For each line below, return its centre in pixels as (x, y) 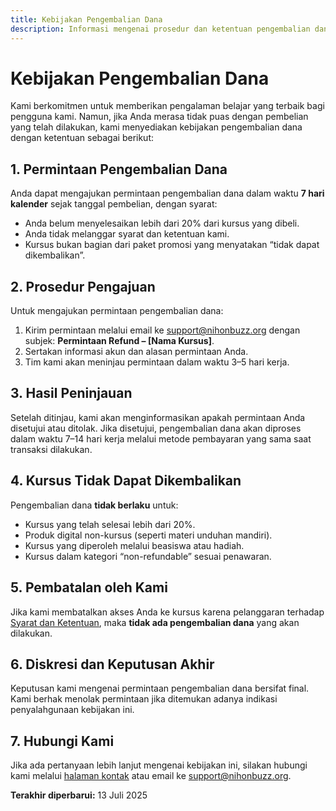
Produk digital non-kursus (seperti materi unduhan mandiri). (148, 535)
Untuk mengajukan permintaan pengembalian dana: (117, 311)
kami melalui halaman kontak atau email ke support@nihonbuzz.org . (151, 776)
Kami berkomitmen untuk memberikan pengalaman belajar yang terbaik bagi (167, 106)
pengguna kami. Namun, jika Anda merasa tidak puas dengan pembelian (159, 117)
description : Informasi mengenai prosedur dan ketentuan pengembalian (160, 29)
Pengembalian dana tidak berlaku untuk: (94, 505)
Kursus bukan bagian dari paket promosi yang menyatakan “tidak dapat (172, 245)
